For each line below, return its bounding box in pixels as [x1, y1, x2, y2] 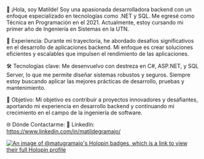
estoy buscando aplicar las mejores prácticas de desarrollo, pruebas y [6, 78, 184, 85]
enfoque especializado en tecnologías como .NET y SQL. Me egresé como [6, 12, 195, 20]
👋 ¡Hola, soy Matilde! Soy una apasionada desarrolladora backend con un [6, 6, 192, 13]
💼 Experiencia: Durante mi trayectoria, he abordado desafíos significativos [6, 37, 194, 44]
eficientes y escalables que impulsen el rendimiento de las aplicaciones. [6, 50, 189, 57]
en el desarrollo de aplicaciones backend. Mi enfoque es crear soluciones [6, 43, 194, 51]
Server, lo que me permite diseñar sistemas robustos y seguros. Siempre [6, 71, 190, 78]
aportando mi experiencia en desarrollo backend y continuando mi [6, 103, 175, 109]
